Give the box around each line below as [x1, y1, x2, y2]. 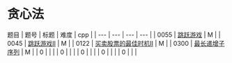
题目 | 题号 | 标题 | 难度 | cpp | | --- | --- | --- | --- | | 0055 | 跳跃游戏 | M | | [7, 30, 221, 39]
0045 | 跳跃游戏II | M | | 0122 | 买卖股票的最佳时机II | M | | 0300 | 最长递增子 [7, 39, 225, 47]
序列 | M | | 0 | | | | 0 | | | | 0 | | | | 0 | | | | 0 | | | [7, 48, 137, 56]
